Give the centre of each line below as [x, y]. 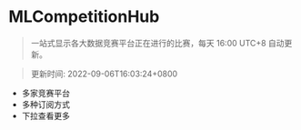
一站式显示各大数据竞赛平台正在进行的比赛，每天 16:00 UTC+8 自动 [157, 43]
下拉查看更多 [45, 115]
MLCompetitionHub [84, 17]
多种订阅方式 [45, 104]
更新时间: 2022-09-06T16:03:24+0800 [104, 74]
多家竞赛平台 [45, 93]
